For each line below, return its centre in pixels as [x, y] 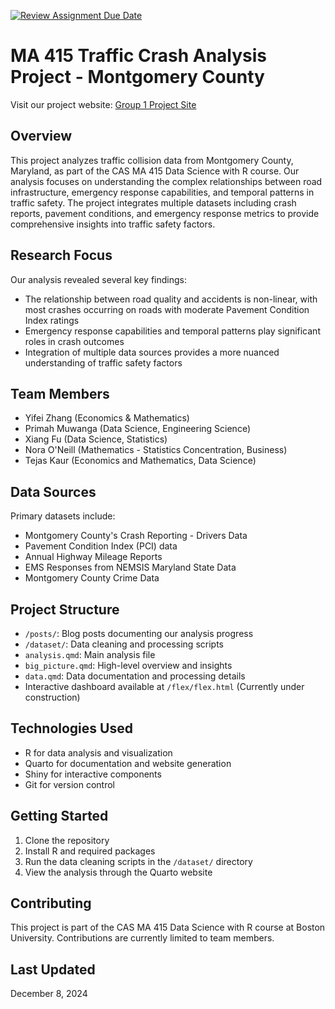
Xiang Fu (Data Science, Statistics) [96, 439]
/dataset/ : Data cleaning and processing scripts [124, 644]
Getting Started [59, 816]
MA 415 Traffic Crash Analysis [139, 56]
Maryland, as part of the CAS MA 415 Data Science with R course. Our [155, 171]
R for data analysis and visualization [98, 752]
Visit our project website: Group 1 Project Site [103, 104]
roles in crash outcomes [74, 341]
